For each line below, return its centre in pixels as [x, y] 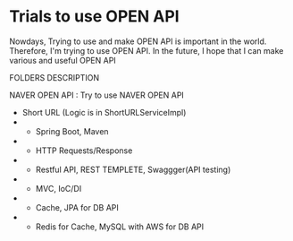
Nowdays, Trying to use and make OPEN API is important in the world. [138, 41]
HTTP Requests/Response [84, 151]
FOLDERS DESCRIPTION [54, 77]
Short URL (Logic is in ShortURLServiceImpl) [104, 112]
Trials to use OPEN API [95, 17]
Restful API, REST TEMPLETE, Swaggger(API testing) [133, 169]
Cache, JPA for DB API [77, 207]
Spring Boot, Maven [72, 131]
